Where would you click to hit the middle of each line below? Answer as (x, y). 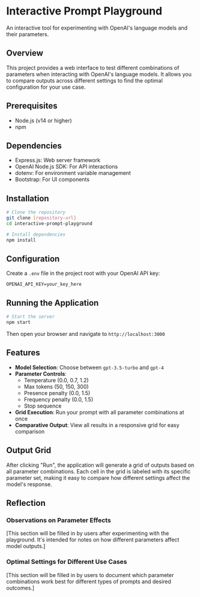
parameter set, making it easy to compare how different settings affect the (98, 478)
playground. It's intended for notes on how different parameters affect (93, 540)
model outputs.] (26, 546)
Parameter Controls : (41, 374)
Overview (25, 53)
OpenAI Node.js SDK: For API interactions (66, 166)
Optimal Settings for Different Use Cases (67, 562)
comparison (30, 431)
